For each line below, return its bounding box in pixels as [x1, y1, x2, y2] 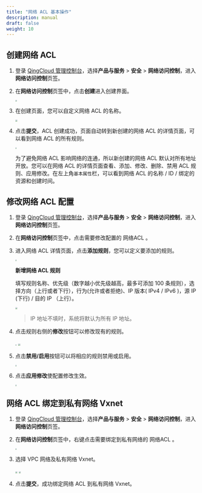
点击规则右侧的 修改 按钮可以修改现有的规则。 [15, 328, 127, 335]
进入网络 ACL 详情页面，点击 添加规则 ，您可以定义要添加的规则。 [15, 247, 178, 255]
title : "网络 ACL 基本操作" [6, 8, 72, 15]
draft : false [6, 20, 39, 26]
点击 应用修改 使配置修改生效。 [15, 372, 90, 379]
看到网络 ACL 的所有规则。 [20, 135, 87, 142]
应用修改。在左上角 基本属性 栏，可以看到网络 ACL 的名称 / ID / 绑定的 [25, 169, 195, 176]
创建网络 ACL [6, 50, 56, 60]
